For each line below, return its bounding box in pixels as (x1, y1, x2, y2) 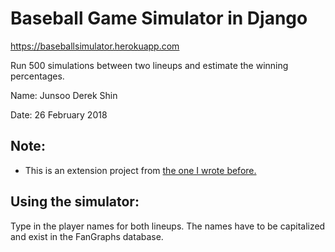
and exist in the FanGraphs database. (10, 230, 164, 242)
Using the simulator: (10, 193, 140, 211)
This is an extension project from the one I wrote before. (24, 164, 257, 176)
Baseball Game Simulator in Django (10, 7, 308, 30)
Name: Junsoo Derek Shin (10, 89, 118, 101)
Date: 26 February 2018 (10, 108, 108, 121)
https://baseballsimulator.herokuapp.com (10, 40, 180, 52)
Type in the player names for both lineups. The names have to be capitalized (10, 220, 326, 232)
